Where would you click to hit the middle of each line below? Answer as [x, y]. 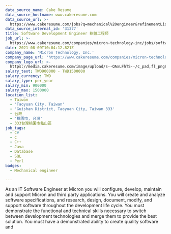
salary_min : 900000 [26, 85]
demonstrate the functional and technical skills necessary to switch [76, 211]
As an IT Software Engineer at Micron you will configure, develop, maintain [83, 189]
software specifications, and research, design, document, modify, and [79, 200]
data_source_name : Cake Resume [38, 10]
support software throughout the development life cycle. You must [75, 206]
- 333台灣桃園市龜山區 [31, 123]
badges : [13, 165]
